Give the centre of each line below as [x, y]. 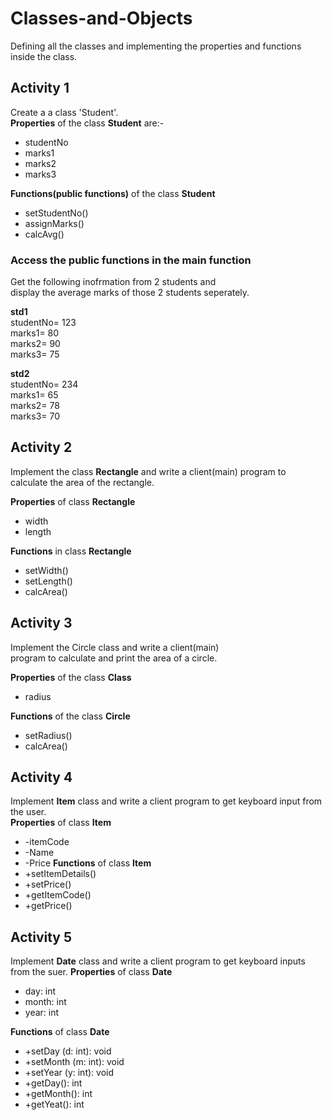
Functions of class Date [60, 1032]
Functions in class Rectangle [71, 551]
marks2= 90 [35, 344]
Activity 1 [40, 88]
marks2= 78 [35, 406]
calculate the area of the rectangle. [82, 482]
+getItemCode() [58, 895]
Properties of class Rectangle [73, 501]
